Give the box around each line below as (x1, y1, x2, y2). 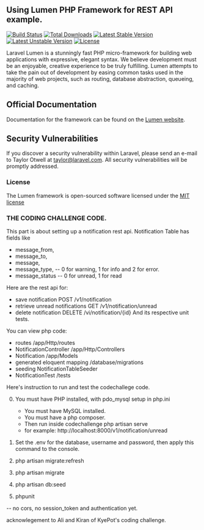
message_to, (15, 252, 48, 260)
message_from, (15, 246, 54, 254)
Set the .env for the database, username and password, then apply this (15, 439, 194, 446)
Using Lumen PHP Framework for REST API (6, 5, 173, 15)
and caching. (6, 81, 40, 89)
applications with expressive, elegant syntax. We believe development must (6, 55, 197, 63)
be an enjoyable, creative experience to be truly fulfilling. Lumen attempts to (6, 62, 199, 69)
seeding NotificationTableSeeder (15, 365, 98, 373)
